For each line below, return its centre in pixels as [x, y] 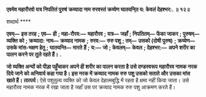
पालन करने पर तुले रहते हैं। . [34, 54]
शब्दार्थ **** [19, 22]
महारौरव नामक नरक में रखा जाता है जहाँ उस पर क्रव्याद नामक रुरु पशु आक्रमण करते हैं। [91, 87]
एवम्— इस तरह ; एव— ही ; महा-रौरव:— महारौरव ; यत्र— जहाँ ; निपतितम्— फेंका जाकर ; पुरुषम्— [103, 34]
